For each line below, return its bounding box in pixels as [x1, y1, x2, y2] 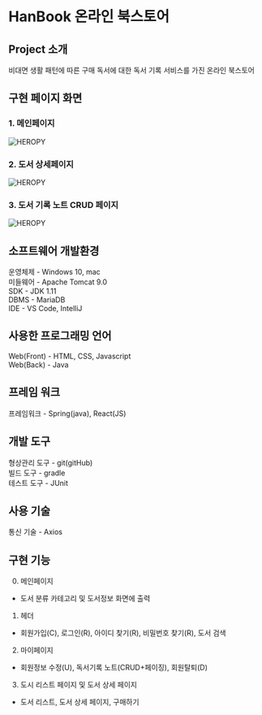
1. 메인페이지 [8, 118, 55, 129]
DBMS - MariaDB [8, 295, 66, 305]
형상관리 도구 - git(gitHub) [8, 457, 93, 467]
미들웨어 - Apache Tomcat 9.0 [8, 277, 108, 287]
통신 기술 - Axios [8, 527, 63, 537]
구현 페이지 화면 [8, 91, 83, 106]
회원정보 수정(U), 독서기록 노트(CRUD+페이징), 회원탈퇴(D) [19, 663, 208, 673]
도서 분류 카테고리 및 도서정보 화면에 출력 [19, 594, 151, 604]
